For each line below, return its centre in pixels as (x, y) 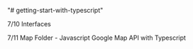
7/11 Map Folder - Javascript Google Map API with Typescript (97, 38)
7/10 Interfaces (29, 24)
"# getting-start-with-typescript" (55, 10)
